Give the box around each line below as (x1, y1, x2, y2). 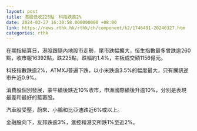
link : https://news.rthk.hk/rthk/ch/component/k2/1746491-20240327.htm (6, 25, 185, 31)
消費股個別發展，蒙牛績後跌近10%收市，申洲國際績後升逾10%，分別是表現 (6, 87, 187, 94)
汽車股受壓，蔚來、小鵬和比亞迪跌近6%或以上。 (6, 106, 123, 113)
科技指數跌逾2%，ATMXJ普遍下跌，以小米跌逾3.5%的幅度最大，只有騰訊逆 (6, 67, 189, 74)
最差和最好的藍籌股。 (6, 94, 58, 101)
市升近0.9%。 (6, 74, 40, 81)
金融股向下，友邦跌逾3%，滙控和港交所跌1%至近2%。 (6, 119, 138, 126)
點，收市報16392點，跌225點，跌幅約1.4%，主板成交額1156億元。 (6, 54, 166, 61)
